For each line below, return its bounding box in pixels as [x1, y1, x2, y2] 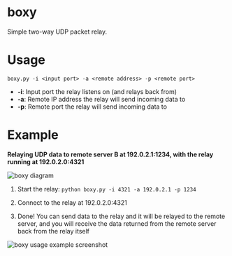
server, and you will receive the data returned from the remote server [17, 219, 217, 228]
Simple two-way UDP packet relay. [7, 27, 107, 36]
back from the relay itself [17, 227, 89, 235]
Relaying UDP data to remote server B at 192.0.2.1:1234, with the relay [7, 150, 214, 159]
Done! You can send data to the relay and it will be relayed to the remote [17, 212, 226, 220]
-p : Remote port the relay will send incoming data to [17, 102, 168, 111]
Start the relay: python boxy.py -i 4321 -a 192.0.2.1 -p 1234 [17, 184, 197, 193]
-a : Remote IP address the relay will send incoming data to [17, 95, 186, 103]
